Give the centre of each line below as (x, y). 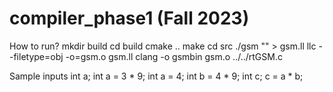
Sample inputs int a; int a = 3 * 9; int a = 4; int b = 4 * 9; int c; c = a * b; (156, 76)
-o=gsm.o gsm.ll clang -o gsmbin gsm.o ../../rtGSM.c (174, 56)
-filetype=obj (36, 56)
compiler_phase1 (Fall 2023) (129, 18)
